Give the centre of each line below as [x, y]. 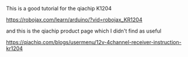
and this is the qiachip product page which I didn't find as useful [84, 31]
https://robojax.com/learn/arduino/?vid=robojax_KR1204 [74, 19]
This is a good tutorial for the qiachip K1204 [59, 8]
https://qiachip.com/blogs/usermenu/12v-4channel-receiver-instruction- [94, 42]
